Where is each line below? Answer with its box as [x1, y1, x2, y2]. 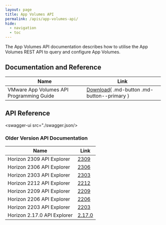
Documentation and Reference [5, 63, 101, 72]
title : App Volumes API [5, 12, 54, 17]
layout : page [5, 7, 32, 12]
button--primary [86, 92, 126, 99]
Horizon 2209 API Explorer [7, 187, 70, 194]
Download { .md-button [86, 86, 140, 93]
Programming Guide [7, 92, 54, 99]
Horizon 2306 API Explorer [7, 163, 70, 170]
